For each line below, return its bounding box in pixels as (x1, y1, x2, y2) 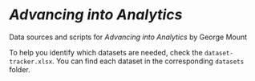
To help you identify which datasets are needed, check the (9, 47, 203, 57)
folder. (9, 64, 30, 74)
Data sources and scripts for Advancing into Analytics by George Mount (9, 32, 248, 42)
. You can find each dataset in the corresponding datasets (51, 56, 245, 66)
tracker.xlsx (9, 58, 53, 66)
